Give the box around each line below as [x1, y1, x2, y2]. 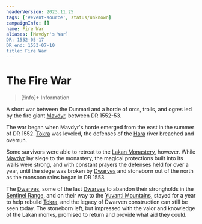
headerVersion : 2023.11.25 [6, 8, 74, 15]
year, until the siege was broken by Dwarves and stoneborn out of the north [6, 167, 194, 175]
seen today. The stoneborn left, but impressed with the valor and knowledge [6, 204, 195, 211]
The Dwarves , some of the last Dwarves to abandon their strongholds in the [6, 185, 194, 193]
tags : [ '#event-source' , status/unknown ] [6, 14, 112, 20]
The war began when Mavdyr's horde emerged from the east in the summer [6, 123, 194, 131]
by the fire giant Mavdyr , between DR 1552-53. [6, 112, 122, 119]
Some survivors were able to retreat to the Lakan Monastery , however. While [6, 148, 196, 155]
